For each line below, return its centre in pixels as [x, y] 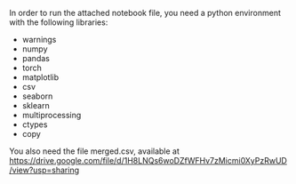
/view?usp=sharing [44, 170]
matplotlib [40, 77]
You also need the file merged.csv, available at [95, 151]
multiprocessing [52, 115]
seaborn [37, 96]
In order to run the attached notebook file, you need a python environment [145, 13]
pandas [36, 58]
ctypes [35, 124]
